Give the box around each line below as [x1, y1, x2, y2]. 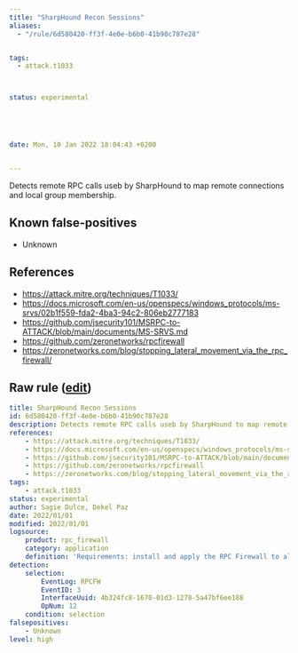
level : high [9, 634, 53, 644]
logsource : [9, 528, 50, 537]
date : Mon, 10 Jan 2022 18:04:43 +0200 [9, 140, 157, 149]
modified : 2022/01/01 [9, 519, 90, 529]
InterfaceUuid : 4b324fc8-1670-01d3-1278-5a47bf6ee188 [41, 593, 244, 602]
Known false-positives [9, 215, 137, 231]
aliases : [9, 21, 42, 30]
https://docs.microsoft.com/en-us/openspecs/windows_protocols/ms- [21, 298, 280, 308]
